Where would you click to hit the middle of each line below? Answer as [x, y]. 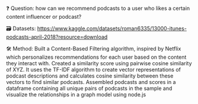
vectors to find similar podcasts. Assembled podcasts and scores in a [91, 82]
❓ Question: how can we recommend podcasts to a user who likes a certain [98, 8]
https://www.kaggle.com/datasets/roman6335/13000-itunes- [112, 28]
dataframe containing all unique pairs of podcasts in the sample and [89, 88]
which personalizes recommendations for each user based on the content [96, 57]
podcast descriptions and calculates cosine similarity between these [90, 76]
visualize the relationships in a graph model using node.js [76, 95]
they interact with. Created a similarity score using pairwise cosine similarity [99, 63]
